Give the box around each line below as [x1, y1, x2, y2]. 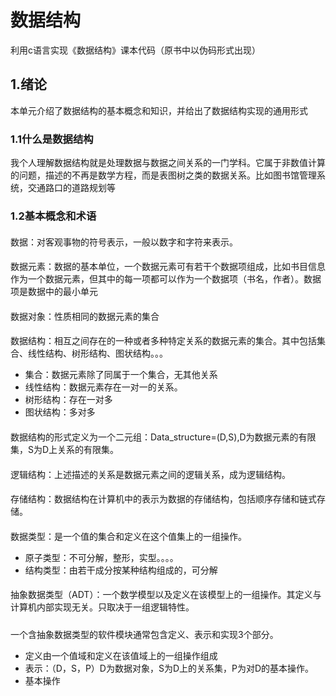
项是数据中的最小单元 [10, 286, 98, 298]
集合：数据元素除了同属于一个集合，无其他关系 [24, 369, 218, 381]
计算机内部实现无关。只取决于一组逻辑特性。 [10, 601, 195, 613]
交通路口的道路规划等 [27, 182, 116, 194]
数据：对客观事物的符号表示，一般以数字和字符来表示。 [10, 236, 238, 248]
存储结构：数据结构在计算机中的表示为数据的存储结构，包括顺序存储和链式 [10, 493, 317, 505]
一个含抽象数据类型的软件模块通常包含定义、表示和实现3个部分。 [10, 628, 279, 640]
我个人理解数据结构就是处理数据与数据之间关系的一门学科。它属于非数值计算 [10, 157, 326, 169]
